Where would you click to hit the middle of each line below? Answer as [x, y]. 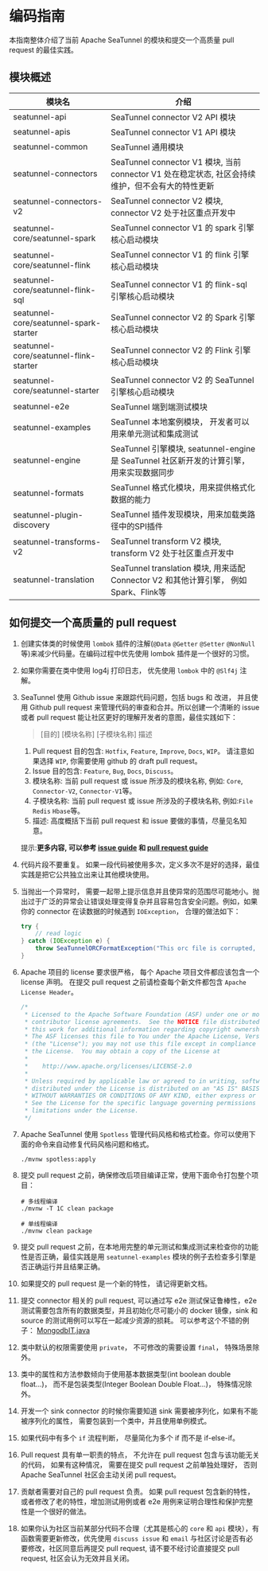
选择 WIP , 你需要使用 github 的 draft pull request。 [120, 760]
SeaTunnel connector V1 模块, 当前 [176, 162]
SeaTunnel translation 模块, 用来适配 [178, 568]
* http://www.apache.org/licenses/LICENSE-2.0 [108, 1066]
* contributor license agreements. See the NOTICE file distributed [142, 1022]
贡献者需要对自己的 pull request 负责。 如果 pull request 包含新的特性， [137, 1491]
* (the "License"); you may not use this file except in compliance [140, 1044]
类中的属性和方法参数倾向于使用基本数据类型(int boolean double [126, 1374]
